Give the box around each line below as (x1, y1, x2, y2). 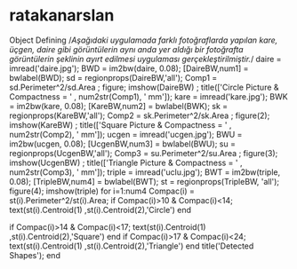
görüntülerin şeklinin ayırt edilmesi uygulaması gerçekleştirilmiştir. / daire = (9, 53, 282, 64)
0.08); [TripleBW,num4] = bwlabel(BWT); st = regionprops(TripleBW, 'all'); (9, 176, 280, 186)
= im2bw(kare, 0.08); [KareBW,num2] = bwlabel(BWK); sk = (9, 100, 229, 111)
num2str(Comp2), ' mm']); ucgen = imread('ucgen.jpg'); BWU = (9, 129, 243, 139)
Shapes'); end (9, 249, 60, 260)
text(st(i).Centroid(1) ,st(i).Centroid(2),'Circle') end (9, 204, 192, 215)
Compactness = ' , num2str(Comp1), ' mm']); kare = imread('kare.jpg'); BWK (9, 91, 288, 102)
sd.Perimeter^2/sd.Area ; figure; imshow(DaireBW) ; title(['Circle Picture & (9, 82, 279, 92)
